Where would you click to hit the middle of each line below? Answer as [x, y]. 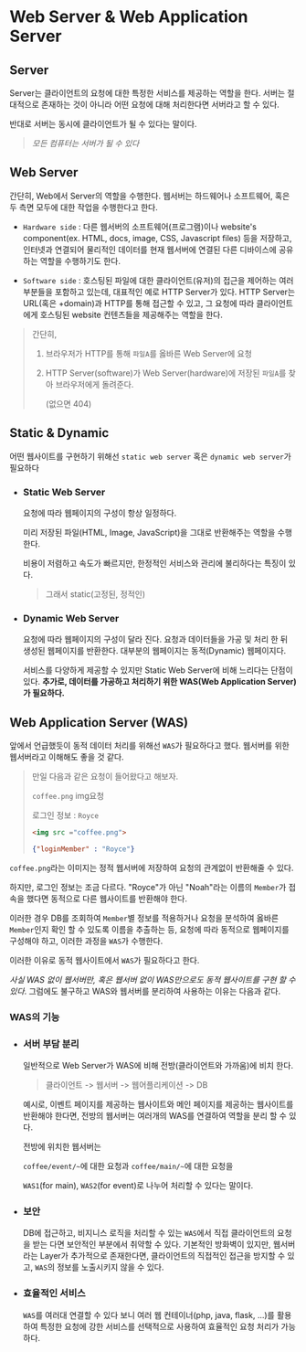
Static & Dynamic [59, 433]
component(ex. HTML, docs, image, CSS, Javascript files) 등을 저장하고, [157, 238]
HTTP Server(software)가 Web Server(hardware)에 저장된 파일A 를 [166, 373]
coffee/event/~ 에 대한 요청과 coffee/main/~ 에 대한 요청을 [128, 1166]
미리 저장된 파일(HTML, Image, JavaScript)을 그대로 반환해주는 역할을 [149, 532]
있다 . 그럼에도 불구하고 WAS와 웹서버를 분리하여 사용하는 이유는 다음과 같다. [145, 991]
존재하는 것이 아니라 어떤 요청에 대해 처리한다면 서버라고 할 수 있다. [160, 104]
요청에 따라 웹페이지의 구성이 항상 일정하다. [100, 513]
